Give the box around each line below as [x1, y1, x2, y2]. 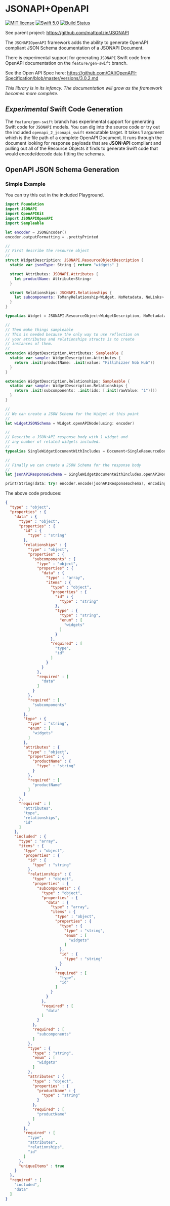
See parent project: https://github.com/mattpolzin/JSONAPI [5, 29, 129, 35]
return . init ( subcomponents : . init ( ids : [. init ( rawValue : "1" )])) [14, 388, 157, 393]
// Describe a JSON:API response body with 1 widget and [5, 435, 128, 440]
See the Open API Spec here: [5, 69, 66, 76]
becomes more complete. [5, 90, 59, 96]
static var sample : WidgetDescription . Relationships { [10, 383, 128, 389]
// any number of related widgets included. [5, 439, 101, 444]
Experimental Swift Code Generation [5, 105, 123, 114]
